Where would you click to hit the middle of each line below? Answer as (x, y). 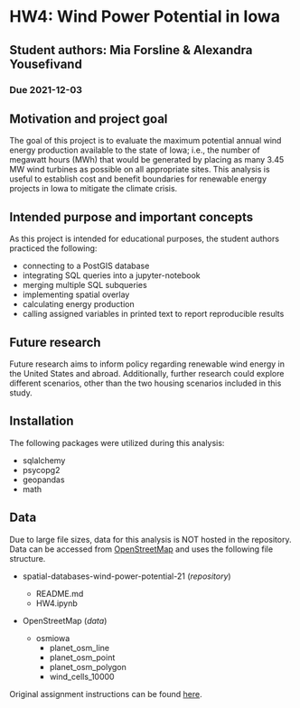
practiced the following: (53, 248)
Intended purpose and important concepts (131, 217)
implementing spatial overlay (76, 294)
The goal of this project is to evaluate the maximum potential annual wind (145, 141)
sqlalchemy (44, 460)
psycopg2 (41, 470)
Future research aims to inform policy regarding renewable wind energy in (147, 364)
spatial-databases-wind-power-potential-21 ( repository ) (127, 576)
